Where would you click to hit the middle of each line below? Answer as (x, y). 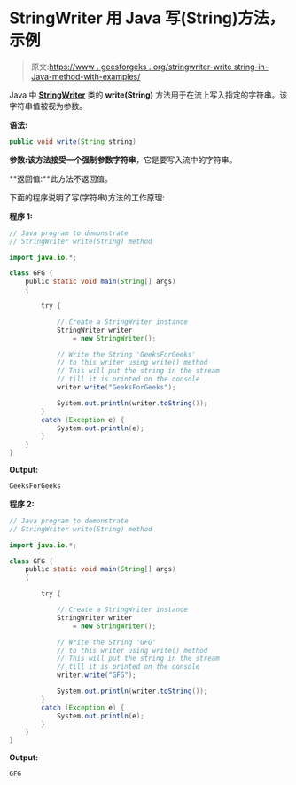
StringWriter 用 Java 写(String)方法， (147, 18)
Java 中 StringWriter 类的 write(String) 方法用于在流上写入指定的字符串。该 (148, 95)
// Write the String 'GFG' (106, 642)
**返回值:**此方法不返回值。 (61, 178)
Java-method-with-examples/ (86, 76)
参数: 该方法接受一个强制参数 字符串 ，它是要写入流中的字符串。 (123, 160)
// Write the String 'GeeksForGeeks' (126, 354)
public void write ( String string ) (73, 141)
